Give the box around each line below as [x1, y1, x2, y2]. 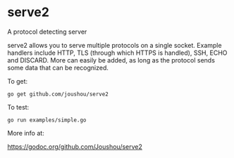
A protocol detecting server [7, 27, 87, 36]
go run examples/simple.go [7, 117, 87, 124]
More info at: [7, 129, 44, 137]
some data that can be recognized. [7, 63, 109, 72]
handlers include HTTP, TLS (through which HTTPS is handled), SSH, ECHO [7, 48, 228, 57]
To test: [7, 103, 30, 111]
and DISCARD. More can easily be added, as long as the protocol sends [7, 55, 215, 64]
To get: [7, 77, 28, 85]
